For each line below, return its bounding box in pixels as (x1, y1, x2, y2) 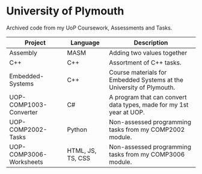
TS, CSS (67, 154, 91, 162)
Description (133, 38, 168, 46)
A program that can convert (109, 93, 187, 101)
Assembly (9, 48, 38, 57)
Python (67, 125, 87, 134)
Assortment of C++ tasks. (109, 58, 182, 67)
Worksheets (9, 158, 43, 166)
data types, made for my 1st (109, 101, 189, 109)
